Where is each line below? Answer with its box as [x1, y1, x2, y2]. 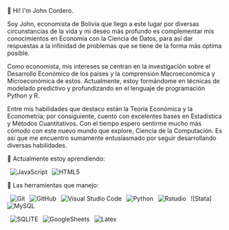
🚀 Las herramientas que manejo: [7, 181, 99, 189]
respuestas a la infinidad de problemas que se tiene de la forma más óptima [7, 42, 222, 49]
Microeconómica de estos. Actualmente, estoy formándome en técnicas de [7, 77, 220, 85]
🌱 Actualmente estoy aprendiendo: [7, 154, 105, 163]
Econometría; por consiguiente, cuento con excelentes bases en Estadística [7, 112, 222, 120]
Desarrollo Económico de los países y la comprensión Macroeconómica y [7, 69, 215, 78]
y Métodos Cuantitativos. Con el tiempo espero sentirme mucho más [7, 119, 201, 127]
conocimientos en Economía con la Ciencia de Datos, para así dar [7, 34, 193, 43]
